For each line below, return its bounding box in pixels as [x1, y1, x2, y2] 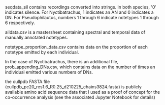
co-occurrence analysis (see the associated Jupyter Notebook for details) [5, 94, 155, 100]
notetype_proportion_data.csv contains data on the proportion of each [5, 44, 148, 50]
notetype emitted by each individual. [5, 49, 79, 55]
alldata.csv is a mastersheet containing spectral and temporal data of [5, 29, 145, 35]
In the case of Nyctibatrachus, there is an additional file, [5, 59, 119, 64]
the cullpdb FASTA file [5, 79, 50, 84]
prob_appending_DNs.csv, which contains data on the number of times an [5, 64, 155, 70]
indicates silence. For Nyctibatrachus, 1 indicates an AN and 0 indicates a [5, 9, 154, 15]
